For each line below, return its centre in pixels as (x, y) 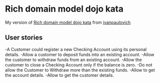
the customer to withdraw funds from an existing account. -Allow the (73, 60)
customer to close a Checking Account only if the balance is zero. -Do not (79, 65)
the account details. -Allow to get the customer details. (60, 75)
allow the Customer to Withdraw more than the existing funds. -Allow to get (80, 70)
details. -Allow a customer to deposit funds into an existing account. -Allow (80, 54)
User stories (24, 38)
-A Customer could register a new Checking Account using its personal (76, 49)
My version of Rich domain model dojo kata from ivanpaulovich (68, 22)
